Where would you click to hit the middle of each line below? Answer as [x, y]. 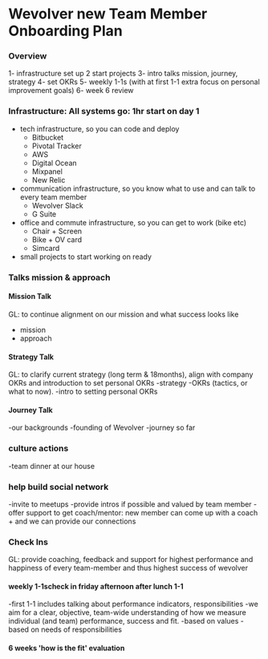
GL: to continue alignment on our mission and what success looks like [124, 314]
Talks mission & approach [59, 277]
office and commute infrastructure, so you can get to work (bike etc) [133, 222]
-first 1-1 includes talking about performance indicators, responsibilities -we [133, 604]
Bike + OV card [57, 239]
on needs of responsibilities [77, 629]
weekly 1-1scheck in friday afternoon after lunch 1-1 [96, 586]
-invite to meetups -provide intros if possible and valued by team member [130, 504]
